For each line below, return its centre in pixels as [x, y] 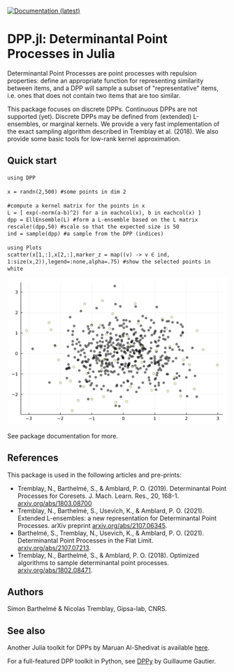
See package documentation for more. [63, 436]
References [33, 458]
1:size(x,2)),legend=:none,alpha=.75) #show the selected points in [109, 262]
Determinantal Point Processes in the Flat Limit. [85, 540]
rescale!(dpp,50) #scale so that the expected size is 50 [93, 227]
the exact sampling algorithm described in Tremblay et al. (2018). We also [113, 131]
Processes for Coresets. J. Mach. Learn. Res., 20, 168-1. [98, 496]
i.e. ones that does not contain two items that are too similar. [94, 95]
